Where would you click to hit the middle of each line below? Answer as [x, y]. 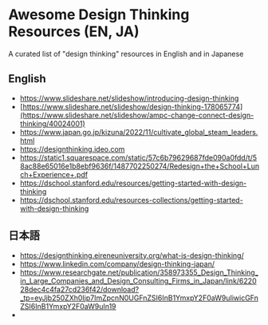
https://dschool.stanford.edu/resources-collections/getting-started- [131, 200]
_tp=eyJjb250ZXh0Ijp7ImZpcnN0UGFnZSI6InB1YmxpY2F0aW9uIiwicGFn [139, 298]
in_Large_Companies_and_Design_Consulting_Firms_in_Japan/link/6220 [138, 280]
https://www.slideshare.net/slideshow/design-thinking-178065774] [133, 106]
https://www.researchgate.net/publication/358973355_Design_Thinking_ [139, 272]
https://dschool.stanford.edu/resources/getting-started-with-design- [133, 183]
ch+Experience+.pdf [54, 174]
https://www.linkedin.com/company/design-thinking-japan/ [117, 264]
